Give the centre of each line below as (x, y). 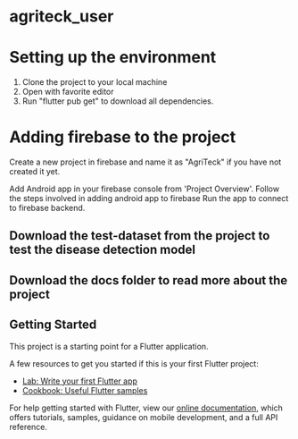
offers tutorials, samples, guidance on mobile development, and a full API (144, 417)
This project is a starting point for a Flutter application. (109, 346)
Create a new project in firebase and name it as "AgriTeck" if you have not (145, 162)
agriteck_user (62, 17)
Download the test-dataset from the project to (140, 236)
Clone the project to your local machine (95, 82)
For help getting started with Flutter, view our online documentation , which (146, 408)
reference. (28, 426)
